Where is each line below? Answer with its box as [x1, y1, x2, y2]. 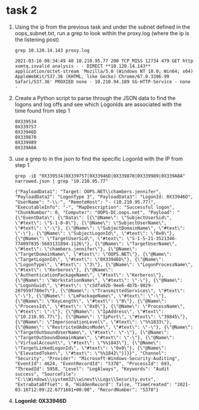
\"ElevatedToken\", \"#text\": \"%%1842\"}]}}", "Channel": [14, 350, 167, 356]
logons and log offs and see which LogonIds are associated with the [14, 101, 182, 108]
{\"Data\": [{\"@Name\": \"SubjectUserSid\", [57, 215, 172, 220]
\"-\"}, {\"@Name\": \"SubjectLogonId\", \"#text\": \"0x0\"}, [14, 230, 175, 236]
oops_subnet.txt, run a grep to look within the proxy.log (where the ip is [14, 29, 189, 36]
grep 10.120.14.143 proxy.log [14, 47, 90, 54]
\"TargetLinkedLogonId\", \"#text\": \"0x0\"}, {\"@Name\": [14, 345, 167, 351]
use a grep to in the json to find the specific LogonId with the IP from [14, 155, 183, 162]
